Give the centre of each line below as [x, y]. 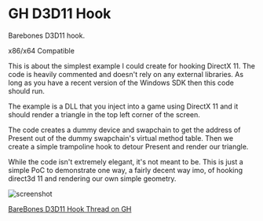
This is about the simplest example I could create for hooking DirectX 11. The [132, 66]
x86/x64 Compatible [41, 50]
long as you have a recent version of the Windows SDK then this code [121, 83]
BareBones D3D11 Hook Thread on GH [70, 208]
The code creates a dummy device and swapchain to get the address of [124, 130]
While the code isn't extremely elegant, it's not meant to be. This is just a [126, 161]
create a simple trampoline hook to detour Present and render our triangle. [128, 146]
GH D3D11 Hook [60, 14]
